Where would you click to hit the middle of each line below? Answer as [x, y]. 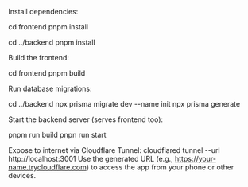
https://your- [196, 159]
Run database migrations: [50, 88]
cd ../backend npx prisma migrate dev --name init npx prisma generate [124, 104]
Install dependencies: [43, 12]
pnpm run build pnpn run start [57, 135]
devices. [22, 175]
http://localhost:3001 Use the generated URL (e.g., [91, 159]
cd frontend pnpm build [47, 73]
